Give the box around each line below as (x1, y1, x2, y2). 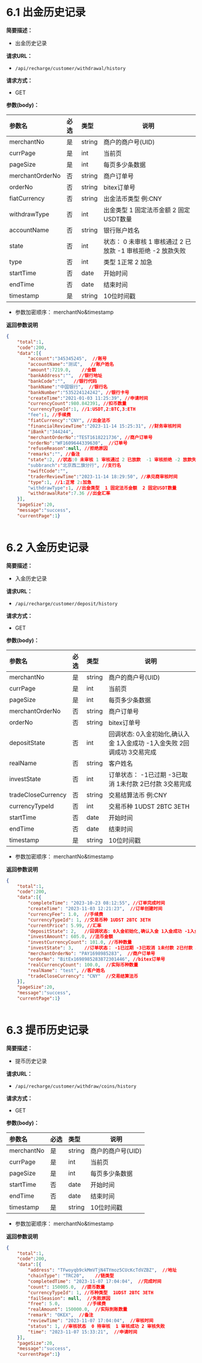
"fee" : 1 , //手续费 (28, 412, 71, 418)
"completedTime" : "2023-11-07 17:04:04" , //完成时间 (28, 1278, 162, 1285)
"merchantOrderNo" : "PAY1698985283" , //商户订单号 (28, 951, 155, 957)
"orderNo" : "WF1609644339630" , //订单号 (28, 440, 128, 446)
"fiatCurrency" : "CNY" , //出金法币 (28, 418, 111, 424)
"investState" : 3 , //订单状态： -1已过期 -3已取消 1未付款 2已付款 (28, 945, 193, 951)
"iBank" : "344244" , (28, 429, 74, 435)
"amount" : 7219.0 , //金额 (28, 367, 96, 373)
